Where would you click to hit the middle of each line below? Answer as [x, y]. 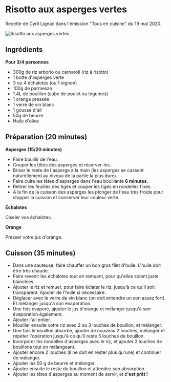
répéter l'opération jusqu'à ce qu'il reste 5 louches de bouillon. [79, 336]
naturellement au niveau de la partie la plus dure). [65, 176]
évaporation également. [38, 314]
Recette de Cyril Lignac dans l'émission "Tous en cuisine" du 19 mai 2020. [84, 24]
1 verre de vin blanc [34, 104]
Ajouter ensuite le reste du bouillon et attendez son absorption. [79, 369]
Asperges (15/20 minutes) [34, 149]
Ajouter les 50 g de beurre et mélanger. [54, 363]
